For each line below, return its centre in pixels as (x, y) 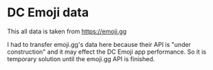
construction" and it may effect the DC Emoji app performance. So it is (107, 52)
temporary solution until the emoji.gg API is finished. (81, 58)
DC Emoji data (48, 13)
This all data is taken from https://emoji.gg (67, 31)
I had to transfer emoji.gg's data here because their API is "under (99, 44)
